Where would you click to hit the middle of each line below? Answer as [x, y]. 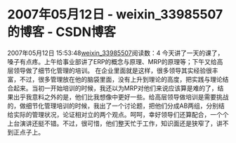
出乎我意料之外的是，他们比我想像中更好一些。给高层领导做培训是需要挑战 [121, 97]
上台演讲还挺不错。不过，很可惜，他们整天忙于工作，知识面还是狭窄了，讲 [115, 123]
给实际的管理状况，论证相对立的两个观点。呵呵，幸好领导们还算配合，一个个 [118, 114]
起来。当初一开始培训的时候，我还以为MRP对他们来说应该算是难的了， [115, 88]
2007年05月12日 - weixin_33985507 [115, 14]
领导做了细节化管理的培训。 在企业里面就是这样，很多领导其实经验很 [112, 70]
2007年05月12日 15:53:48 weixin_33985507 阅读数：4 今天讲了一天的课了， [116, 53]
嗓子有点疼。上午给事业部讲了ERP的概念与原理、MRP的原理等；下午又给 [112, 61]
